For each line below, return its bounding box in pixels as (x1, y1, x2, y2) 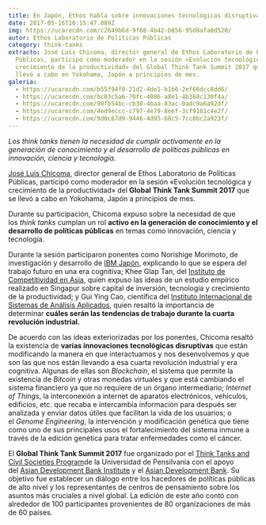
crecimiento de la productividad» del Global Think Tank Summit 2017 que (8, 185, 250, 195)
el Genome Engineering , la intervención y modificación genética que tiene (8, 417, 249, 426)
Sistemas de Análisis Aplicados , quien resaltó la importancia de (8, 300, 215, 310)
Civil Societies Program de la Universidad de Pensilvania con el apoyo (8, 457, 234, 466)
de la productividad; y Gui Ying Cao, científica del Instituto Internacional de (8, 291, 253, 301)
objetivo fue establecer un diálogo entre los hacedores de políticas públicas (8, 474, 256, 483)
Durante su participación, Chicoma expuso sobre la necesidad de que (8, 209, 236, 219)
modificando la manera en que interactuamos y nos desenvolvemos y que (8, 349, 249, 359)
